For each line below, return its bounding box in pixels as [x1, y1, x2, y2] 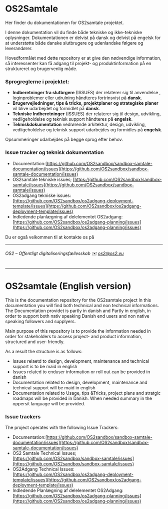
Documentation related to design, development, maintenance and [12, 379, 147, 385]
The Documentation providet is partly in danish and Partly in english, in [5, 308, 151, 314]
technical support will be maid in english [12, 384, 96, 391]
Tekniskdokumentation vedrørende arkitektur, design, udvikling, [12, 121, 146, 128]
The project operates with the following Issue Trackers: [5, 424, 119, 430]
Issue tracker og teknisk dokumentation [5, 149, 104, 156]
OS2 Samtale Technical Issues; [12, 450, 76, 456]
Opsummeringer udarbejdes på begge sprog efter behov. [5, 136, 123, 143]
